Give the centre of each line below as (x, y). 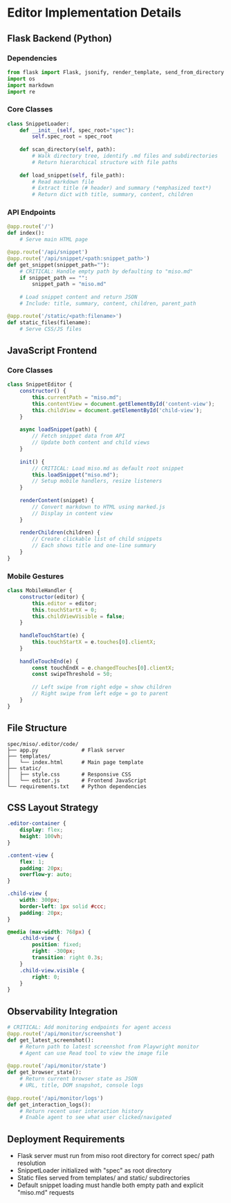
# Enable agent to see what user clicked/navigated (95, 1117)
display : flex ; (41, 830)
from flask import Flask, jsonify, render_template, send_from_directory (116, 72)
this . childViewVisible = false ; (79, 616)
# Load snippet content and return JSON (78, 297)
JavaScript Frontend (52, 350)
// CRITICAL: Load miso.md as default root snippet (108, 468)
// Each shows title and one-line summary (94, 546)
